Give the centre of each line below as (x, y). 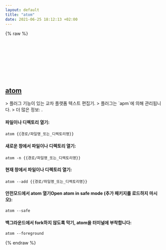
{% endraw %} (21, 243)
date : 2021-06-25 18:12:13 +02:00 (42, 19)
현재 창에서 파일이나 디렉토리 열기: (39, 170)
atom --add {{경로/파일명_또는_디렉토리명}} (46, 182)
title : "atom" (20, 15)
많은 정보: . (32, 110)
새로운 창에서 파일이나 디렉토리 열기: (41, 146)
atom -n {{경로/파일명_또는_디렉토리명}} (43, 158)
